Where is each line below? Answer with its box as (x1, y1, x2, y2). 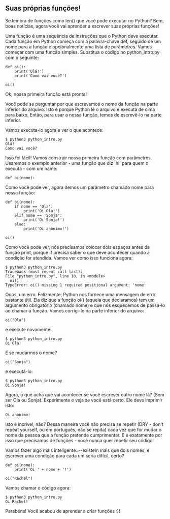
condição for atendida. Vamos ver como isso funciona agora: (5, 254, 133, 261)
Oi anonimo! (5, 412, 30, 417)
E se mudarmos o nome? (5, 350, 57, 356)
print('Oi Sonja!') (23, 217, 65, 222)
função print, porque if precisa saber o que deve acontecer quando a (5, 249, 150, 255)
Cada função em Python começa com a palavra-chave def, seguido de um (5, 38, 161, 44)
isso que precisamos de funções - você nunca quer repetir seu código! (5, 437, 154, 443)
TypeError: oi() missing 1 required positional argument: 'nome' (5, 282, 146, 287)
